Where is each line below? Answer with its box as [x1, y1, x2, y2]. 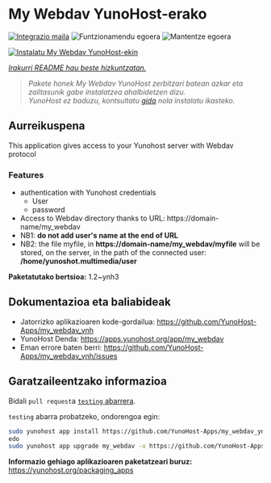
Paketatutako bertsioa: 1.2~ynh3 [8, 272, 119, 282]
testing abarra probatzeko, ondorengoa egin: [8, 411, 161, 421]
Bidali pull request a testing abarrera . [8, 396, 135, 405]
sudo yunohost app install [8, 427, 99, 435]
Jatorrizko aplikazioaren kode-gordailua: [19, 317, 156, 326]
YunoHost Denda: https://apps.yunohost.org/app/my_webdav [19, 334, 224, 343]
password [31, 205, 66, 215]
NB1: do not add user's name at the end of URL [19, 231, 179, 241]
